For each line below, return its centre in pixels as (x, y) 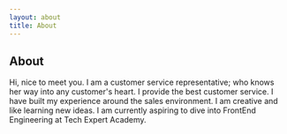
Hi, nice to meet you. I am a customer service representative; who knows (142, 82)
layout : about (35, 17)
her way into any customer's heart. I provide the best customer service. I (141, 92)
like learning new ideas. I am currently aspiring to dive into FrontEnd (132, 110)
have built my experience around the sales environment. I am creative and (143, 101)
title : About (33, 26)
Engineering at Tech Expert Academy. (78, 120)
